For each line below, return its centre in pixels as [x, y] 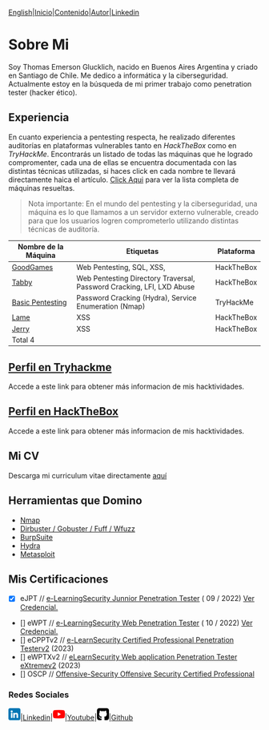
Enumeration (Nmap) [111, 306]
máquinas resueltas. [42, 188]
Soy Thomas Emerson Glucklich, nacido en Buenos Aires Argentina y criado [133, 67]
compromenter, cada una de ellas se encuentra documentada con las [123, 162]
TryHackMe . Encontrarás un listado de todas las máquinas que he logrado [131, 154]
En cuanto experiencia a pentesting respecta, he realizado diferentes [122, 137]
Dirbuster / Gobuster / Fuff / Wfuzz [78, 528]
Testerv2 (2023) [47, 648]
